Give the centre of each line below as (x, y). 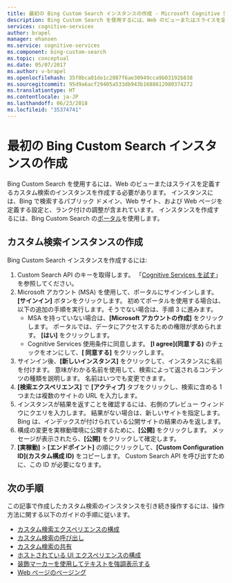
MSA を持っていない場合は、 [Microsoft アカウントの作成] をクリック (126, 317)
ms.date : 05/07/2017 (37, 65)
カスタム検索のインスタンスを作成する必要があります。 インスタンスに (113, 192)
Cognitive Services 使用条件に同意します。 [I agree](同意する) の (119, 344)
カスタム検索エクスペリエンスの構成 (68, 529)
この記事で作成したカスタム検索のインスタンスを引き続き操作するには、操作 (116, 506)
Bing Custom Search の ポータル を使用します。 (97, 218)
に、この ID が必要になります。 (61, 464)
